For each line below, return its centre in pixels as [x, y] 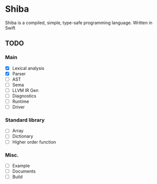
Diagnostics [24, 96]
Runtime [21, 101]
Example [21, 165]
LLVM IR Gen [25, 90]
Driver [18, 107]
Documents [24, 171]
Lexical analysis [28, 68]
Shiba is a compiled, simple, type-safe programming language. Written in [79, 23]
